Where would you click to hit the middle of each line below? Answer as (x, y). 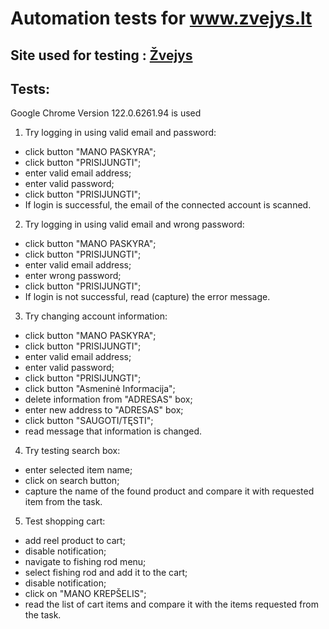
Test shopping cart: (65, 521)
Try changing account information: (96, 316)
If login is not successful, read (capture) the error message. (147, 297)
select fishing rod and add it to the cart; (106, 573)
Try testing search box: (72, 451)
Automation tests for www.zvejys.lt (161, 18)
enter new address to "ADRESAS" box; (104, 410)
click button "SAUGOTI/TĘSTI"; (89, 421)
